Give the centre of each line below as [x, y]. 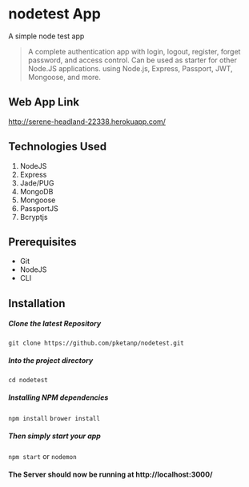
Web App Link [44, 102]
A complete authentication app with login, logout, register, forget [134, 51]
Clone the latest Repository [55, 324]
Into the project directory [51, 361]
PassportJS [39, 208]
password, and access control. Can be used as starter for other [133, 60]
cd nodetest [28, 380]
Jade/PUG [37, 183]
